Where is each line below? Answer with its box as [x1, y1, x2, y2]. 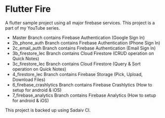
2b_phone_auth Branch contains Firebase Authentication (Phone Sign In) [12, 39, 161, 45]
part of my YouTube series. [5, 25, 60, 31]
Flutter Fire [5, 3, 51, 15]
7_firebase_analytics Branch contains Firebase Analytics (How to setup [12, 92, 157, 98]
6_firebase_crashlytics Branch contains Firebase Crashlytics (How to [12, 81, 152, 87]
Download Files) [12, 77, 45, 82]
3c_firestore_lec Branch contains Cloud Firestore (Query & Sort [12, 61, 141, 67]
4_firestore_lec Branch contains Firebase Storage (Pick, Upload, [12, 71, 143, 77]
